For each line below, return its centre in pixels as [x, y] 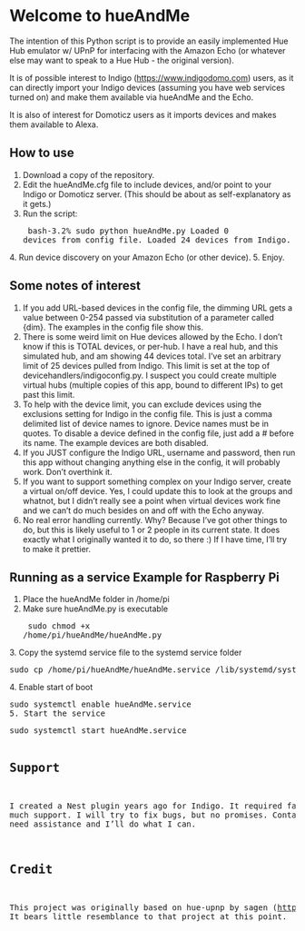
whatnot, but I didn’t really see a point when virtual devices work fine [152, 500]
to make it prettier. [56, 549]
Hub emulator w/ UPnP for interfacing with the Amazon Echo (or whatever [148, 50]
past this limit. [49, 394]
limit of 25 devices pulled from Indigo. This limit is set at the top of [146, 365]
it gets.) [37, 203]
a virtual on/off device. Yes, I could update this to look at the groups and [157, 490]
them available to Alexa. [54, 124]
